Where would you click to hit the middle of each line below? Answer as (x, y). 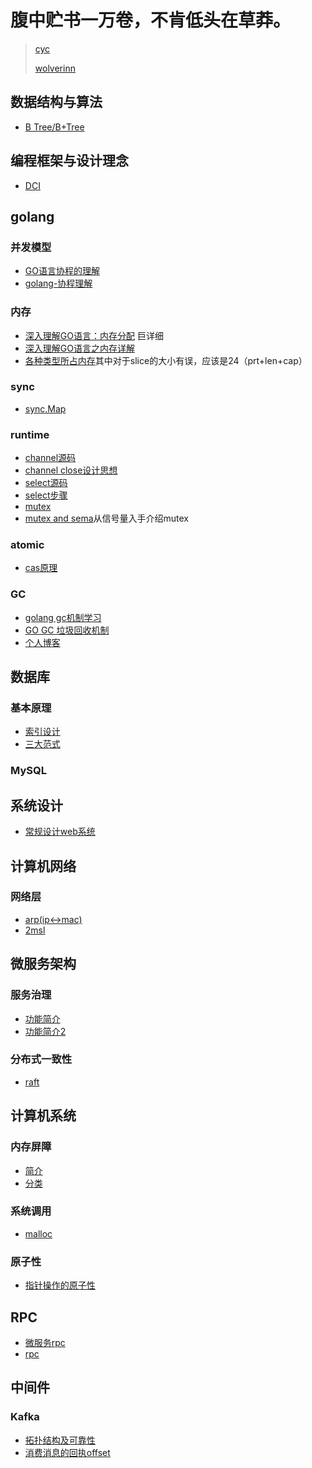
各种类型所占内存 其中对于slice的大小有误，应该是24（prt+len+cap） (166, 360)
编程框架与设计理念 (69, 161)
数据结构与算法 (56, 102)
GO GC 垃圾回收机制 (67, 630)
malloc (38, 1233)
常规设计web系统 (60, 832)
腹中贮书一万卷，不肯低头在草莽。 (151, 20)
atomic (27, 545)
